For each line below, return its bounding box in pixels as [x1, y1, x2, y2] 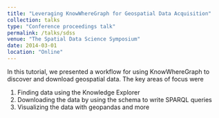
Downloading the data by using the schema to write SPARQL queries [17, 95, 213, 104]
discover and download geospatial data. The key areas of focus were [7, 75, 204, 83]
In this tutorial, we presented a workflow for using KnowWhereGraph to [7, 67, 210, 76]
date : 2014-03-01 [7, 42, 57, 49]
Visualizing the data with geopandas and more [17, 103, 150, 111]
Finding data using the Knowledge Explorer [17, 88, 140, 97]
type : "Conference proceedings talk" [7, 23, 116, 30]
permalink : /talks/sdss [7, 29, 76, 37]
